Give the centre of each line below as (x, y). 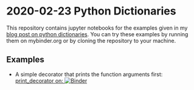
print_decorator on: (39, 80)
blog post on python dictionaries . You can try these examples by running (97, 34)
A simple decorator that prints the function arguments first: (89, 74)
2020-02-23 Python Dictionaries (91, 11)
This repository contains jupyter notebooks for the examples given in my (97, 28)
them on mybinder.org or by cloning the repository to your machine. (91, 40)
